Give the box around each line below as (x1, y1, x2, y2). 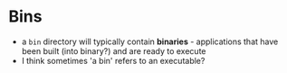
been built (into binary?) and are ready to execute (21, 45, 206, 56)
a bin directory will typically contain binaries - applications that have (21, 36, 279, 47)
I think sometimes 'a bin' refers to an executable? (21, 55, 206, 66)
